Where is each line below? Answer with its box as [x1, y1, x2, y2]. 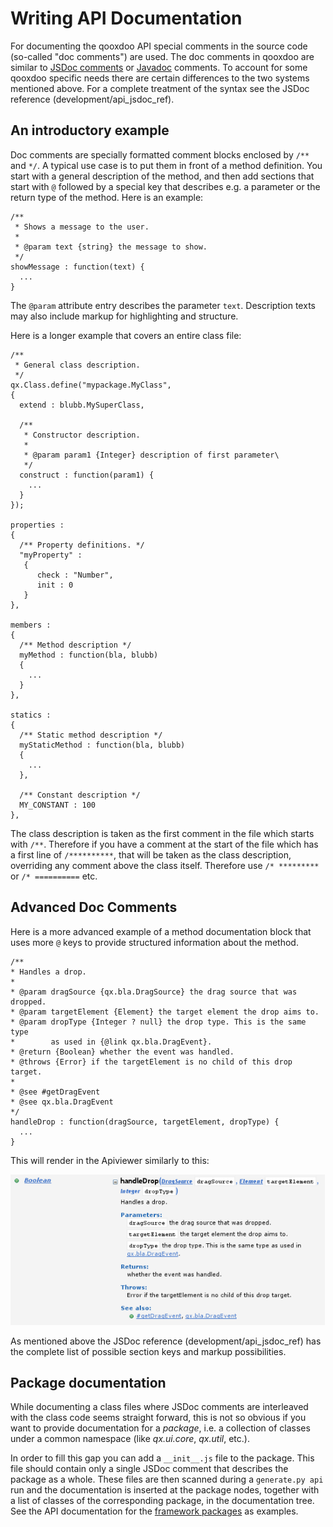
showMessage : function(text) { [10, 262, 145, 272]
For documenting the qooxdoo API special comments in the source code [10, 40, 308, 52]
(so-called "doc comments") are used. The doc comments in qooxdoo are [10, 50, 315, 62]
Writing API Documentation [10, 7, 243, 30]
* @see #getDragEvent [10, 1087, 101, 1097]
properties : [10, 520, 65, 530]
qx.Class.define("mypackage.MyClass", [10, 380, 172, 390]
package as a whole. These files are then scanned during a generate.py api [10, 1473, 324, 1486]
